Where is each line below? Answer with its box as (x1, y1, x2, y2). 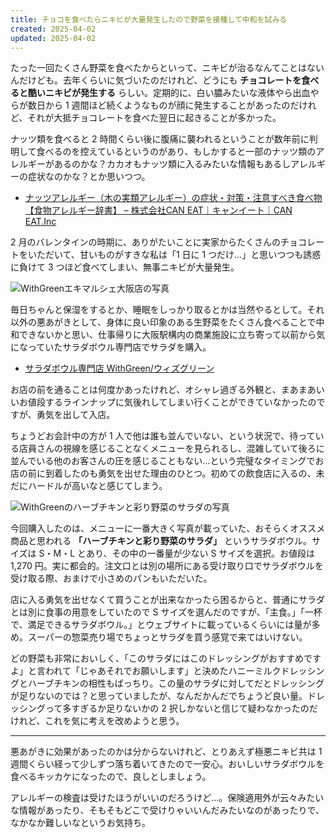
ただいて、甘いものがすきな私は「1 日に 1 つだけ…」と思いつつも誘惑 (36, 249, 322, 261)
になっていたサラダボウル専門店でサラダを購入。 (10, 341, 212, 353)
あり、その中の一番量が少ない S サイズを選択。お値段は (85, 547, 315, 560)
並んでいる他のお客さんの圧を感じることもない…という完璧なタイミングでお (10, 455, 325, 467)
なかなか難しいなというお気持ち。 (10, 817, 151, 829)
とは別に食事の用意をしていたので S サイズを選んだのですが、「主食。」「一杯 (10, 606, 323, 618)
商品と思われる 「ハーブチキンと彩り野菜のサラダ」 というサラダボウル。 (10, 535, 312, 547)
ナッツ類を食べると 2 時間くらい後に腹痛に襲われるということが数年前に (10, 133, 310, 145)
